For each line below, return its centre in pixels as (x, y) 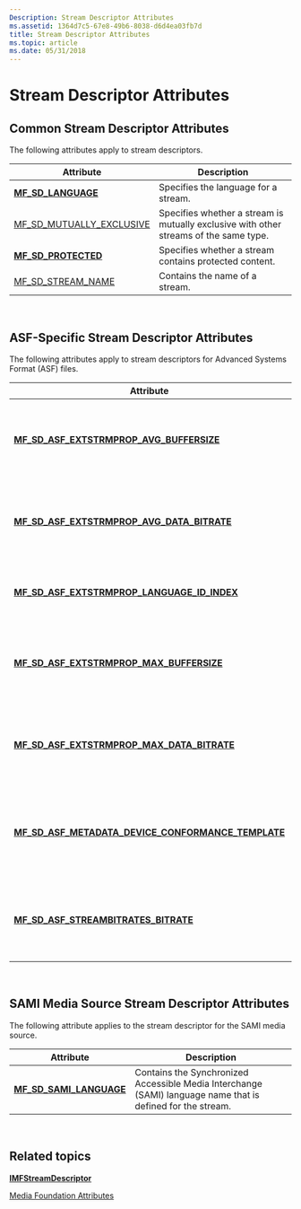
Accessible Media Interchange (198, 1083)
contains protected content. (217, 261)
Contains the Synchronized (192, 1072)
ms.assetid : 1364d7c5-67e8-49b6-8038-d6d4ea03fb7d (106, 26)
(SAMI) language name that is (197, 1094)
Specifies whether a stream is (221, 214)
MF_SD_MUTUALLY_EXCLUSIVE (82, 224)
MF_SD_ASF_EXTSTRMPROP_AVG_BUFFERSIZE (117, 439)
